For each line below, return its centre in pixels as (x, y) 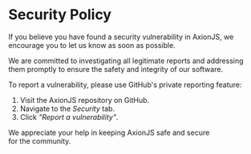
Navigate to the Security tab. (67, 109)
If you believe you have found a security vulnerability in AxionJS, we (121, 37)
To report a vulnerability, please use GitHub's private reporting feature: (125, 85)
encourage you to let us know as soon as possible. (92, 45)
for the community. (40, 140)
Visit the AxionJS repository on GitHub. (85, 100)
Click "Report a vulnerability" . (69, 116)
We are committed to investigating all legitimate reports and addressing (126, 61)
